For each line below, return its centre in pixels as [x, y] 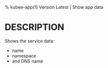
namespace [24, 56]
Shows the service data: [29, 41]
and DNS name [27, 61]
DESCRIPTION [34, 27]
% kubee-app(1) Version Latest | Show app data [54, 7]
